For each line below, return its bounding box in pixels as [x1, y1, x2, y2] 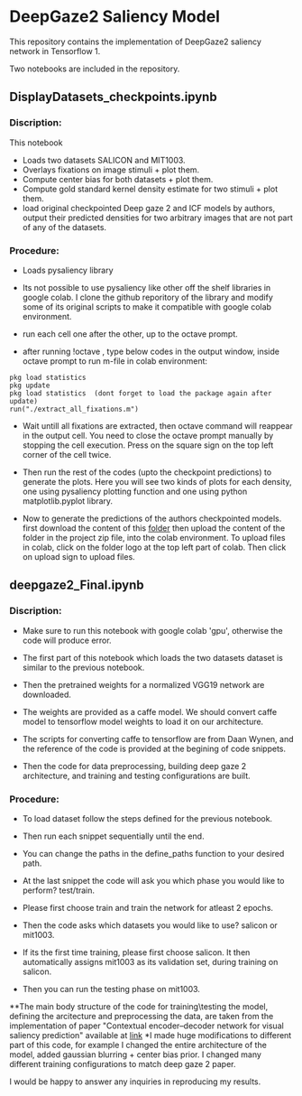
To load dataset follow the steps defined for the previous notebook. [22, 813, 273, 823]
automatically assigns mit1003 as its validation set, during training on [22, 956, 279, 967]
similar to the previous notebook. [22, 662, 145, 673]
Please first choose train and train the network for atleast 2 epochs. [22, 902, 273, 913]
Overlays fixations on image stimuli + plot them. [22, 164, 200, 175]
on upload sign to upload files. [22, 551, 135, 562]
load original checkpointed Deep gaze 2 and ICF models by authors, [22, 202, 276, 213]
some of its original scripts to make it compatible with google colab [22, 301, 272, 312]
